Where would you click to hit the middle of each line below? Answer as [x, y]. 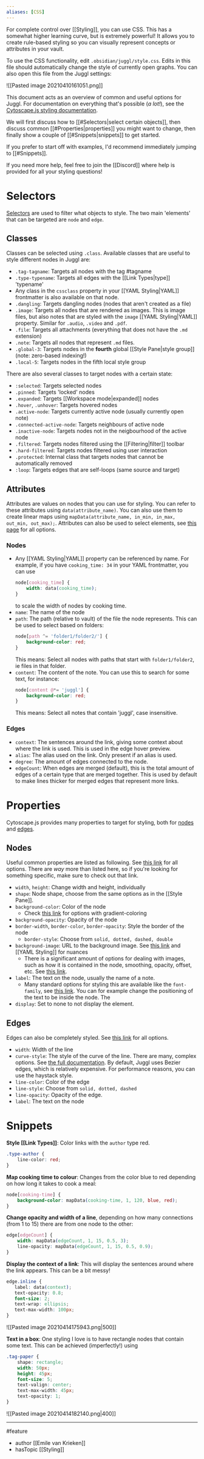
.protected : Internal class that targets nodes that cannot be [89, 457]
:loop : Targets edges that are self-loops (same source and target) [97, 470]
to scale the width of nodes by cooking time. [71, 606]
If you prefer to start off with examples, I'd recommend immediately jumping [101, 146]
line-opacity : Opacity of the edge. [59, 1095]
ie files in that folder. [41, 666]
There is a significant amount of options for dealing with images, [105, 959]
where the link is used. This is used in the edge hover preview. [93, 748]
